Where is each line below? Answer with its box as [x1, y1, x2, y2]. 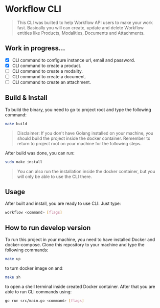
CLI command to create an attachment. [12, 79, 91, 85]
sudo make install [5, 159, 43, 164]
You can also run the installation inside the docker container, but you [17, 168, 156, 174]
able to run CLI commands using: [5, 288, 72, 294]
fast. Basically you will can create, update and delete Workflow [17, 24, 144, 30]
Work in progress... [5, 44, 65, 52]
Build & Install [5, 94, 47, 102]
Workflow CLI [5, 3, 62, 15]
